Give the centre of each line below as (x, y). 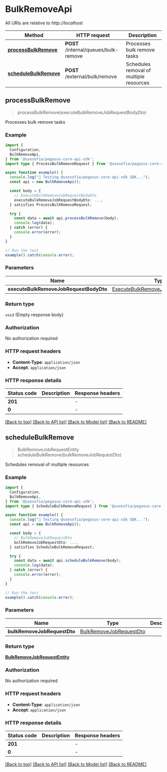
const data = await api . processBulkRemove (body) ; (67, 218)
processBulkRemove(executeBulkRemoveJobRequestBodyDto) (82, 112)
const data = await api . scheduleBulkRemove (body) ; (68, 561)
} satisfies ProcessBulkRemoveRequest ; (51, 205)
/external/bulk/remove (91, 77)
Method (34, 35)
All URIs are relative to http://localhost (44, 23)
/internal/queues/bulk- (92, 50)
